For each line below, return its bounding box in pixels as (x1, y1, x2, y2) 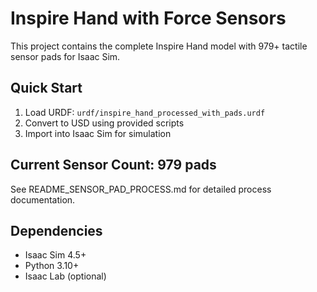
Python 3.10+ (24, 260, 80, 272)
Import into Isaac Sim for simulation (24, 127, 172, 139)
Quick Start (10, 80, 83, 97)
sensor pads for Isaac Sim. (10, 50, 121, 62)
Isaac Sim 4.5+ (24, 249, 87, 261)
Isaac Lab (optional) (24, 270, 107, 282)
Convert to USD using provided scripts (24, 117, 185, 129)
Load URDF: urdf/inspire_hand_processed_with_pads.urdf (24, 106, 266, 118)
